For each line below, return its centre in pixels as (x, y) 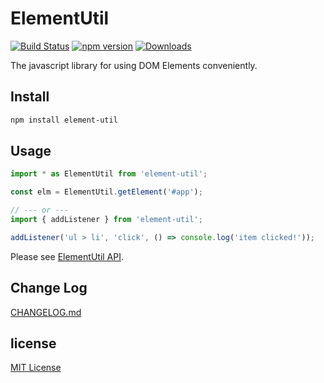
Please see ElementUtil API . (67, 256)
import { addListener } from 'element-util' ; (106, 220)
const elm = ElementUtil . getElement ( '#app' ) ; (106, 192)
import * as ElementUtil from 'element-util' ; (109, 174)
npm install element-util (64, 120)
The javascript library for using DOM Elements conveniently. (134, 65)
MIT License (36, 368)
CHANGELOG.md (46, 312)
